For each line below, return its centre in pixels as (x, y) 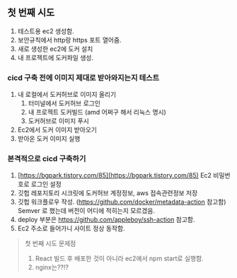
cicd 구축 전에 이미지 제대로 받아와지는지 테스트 (83, 78)
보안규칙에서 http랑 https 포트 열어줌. (69, 40)
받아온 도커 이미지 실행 (49, 139)
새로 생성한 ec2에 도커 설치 (55, 49)
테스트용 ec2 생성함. (46, 31)
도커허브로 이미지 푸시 (59, 121)
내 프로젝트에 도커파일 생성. (56, 57)
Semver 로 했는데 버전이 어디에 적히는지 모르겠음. (86, 211)
